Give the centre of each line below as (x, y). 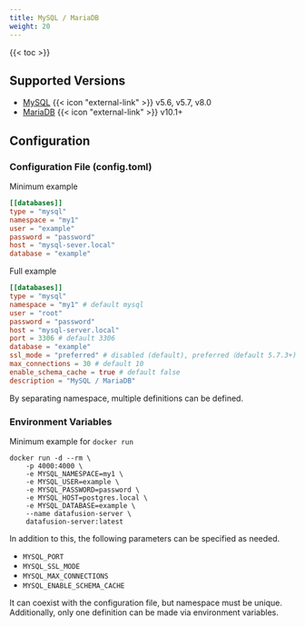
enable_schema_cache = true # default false (95, 372)
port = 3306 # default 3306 (63, 338)
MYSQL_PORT (43, 557)
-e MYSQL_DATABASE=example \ (81, 505)
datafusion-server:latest (75, 522)
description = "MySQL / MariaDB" (73, 381)
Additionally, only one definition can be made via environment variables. (144, 612)
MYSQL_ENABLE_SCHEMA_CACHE (74, 586)
